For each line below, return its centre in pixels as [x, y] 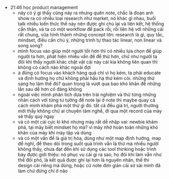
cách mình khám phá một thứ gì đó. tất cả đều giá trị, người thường [88, 105]
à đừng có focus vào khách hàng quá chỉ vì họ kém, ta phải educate [89, 73]
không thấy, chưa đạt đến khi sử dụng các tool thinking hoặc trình [87, 149]
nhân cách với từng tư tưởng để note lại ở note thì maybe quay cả [86, 100]
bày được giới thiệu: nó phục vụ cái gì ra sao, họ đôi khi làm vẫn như [90, 154]
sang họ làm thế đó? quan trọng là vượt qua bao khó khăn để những [89, 84]
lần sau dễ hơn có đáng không [50, 89]
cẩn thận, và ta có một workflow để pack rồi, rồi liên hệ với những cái [91, 29]
